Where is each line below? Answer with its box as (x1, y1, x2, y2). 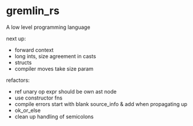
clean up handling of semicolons (14, 113, 94, 120)
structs (14, 59, 32, 66)
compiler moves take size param (14, 65, 94, 72)
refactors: (6, 77, 30, 84)
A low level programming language (6, 24, 91, 31)
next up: (6, 35, 26, 42)
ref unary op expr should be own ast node (14, 88, 117, 95)
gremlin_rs (6, 4, 60, 18)
